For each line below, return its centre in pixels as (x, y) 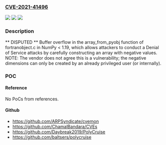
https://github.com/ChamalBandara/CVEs (55, 126)
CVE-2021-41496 (27, 7)
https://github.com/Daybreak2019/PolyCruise (59, 132)
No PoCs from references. (32, 99)
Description (20, 31)
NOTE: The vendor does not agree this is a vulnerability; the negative (76, 58)
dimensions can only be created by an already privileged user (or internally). (83, 63)
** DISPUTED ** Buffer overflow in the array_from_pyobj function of (75, 42)
